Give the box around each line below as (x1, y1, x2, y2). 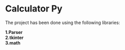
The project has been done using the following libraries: (5, 19, 120, 25)
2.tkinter (5, 34, 24, 40)
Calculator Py (5, 3, 62, 14)
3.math (5, 39, 21, 45)
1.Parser (5, 29, 23, 35)
